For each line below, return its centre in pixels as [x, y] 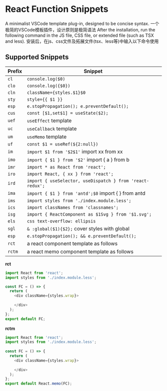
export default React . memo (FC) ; [39, 384]
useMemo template [47, 137]
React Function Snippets [57, 9]
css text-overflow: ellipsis [61, 221]
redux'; [36, 186]
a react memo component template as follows [80, 251]
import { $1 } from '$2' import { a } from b [78, 159]
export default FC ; [25, 319]
